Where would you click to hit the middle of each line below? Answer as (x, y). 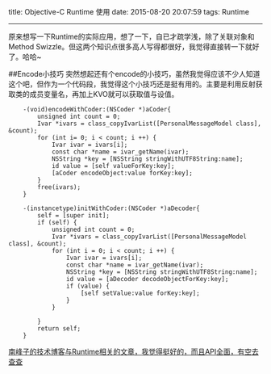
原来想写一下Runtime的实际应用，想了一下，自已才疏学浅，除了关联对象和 (131, 36)
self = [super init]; (74, 216)
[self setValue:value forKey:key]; (140, 293)
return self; (59, 329)
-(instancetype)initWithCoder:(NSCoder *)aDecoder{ (111, 208)
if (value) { (88, 286)
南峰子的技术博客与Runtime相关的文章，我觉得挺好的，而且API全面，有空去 (134, 351)
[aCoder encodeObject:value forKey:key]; (122, 173)
